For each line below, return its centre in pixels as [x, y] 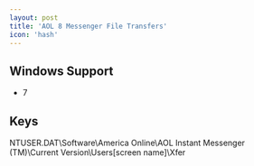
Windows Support [61, 71]
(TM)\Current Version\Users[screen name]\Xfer [98, 152]
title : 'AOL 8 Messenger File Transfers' [89, 26]
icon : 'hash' [34, 34]
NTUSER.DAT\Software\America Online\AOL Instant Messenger [127, 143]
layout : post [34, 18]
